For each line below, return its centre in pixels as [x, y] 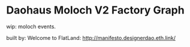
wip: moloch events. [31, 26]
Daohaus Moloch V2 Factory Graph [95, 10]
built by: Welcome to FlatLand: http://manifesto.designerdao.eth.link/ [91, 38]
